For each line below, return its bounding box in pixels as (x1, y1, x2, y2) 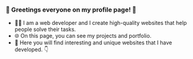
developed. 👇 (14, 46, 49, 54)
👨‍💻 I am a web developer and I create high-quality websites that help (14, 19, 187, 27)
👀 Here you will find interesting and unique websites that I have (14, 39, 172, 46)
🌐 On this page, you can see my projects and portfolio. (14, 32, 152, 40)
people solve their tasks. (14, 26, 76, 33)
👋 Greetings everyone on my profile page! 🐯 (5, 5, 137, 14)
